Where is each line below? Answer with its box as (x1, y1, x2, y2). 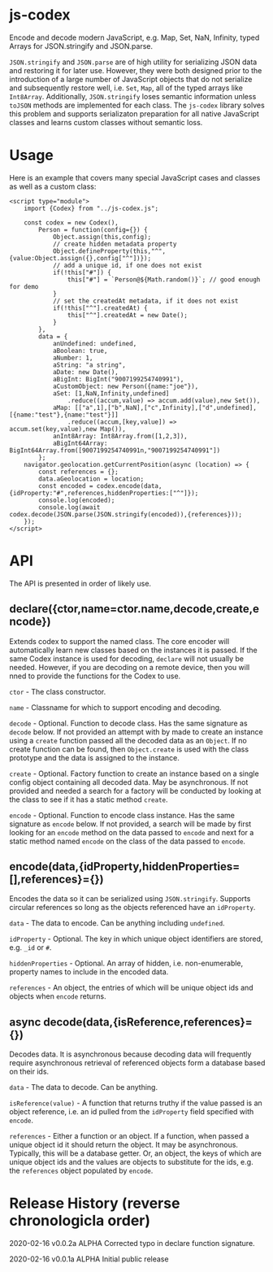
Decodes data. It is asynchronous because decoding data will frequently (9, 1049, 252, 1059)
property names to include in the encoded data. (9, 967, 169, 977)
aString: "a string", (52, 360, 127, 369)
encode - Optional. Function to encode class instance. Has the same (9, 810, 235, 820)
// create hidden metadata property (52, 240, 177, 248)
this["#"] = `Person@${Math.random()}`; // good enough (67, 275, 261, 284)
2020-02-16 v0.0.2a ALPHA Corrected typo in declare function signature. (9, 1239, 255, 1248)
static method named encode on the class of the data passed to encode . (9, 836, 246, 846)
